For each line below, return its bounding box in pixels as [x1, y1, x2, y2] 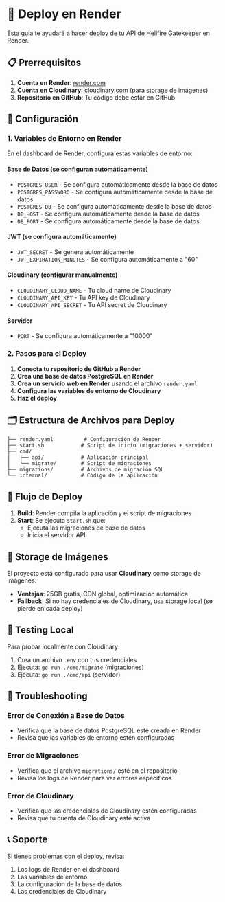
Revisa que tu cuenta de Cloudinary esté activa [16, 814, 151, 822]
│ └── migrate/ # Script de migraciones [7, 460, 152, 467]
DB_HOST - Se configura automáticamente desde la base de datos [16, 210, 200, 218]
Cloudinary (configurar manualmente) [7, 271, 118, 279]
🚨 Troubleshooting [7, 690, 88, 702]
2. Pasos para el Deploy [7, 349, 87, 359]
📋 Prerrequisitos [7, 57, 82, 69]
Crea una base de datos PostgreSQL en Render [16, 372, 154, 380]
